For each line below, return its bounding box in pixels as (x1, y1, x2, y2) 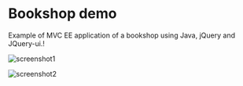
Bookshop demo (8, 5, 117, 23)
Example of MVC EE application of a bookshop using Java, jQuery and (8, 30, 236, 40)
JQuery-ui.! (8, 38, 46, 48)
